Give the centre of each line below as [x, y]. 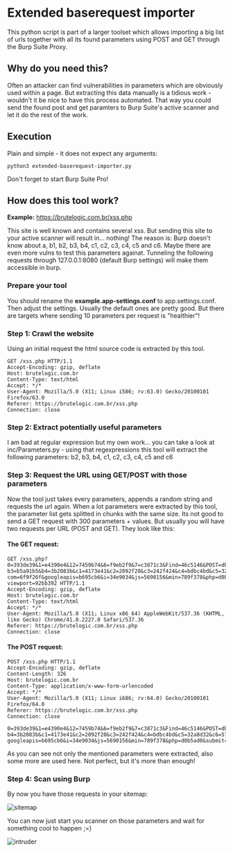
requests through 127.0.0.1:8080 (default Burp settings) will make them [108, 260]
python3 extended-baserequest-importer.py [69, 166]
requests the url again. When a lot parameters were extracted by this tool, [112, 506]
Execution [29, 137]
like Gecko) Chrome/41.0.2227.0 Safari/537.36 [76, 620]
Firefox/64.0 [26, 704]
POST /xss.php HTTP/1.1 [42, 662]
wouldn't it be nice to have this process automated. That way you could [109, 100]
